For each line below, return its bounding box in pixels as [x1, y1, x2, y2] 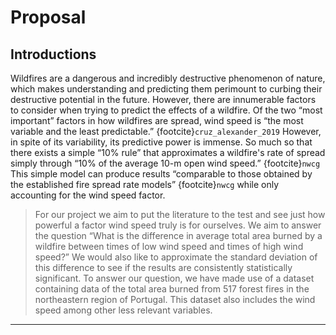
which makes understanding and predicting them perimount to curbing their [10, 83, 323, 95]
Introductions [10, 46, 97, 63]
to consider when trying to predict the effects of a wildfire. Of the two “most [10, 104, 323, 116]
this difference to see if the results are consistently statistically [34, 262, 293, 273]
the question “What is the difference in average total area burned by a [34, 230, 323, 241]
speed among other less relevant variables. [34, 304, 213, 316]
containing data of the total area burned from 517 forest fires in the [34, 283, 310, 295]
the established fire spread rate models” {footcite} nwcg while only [10, 179, 280, 190]
